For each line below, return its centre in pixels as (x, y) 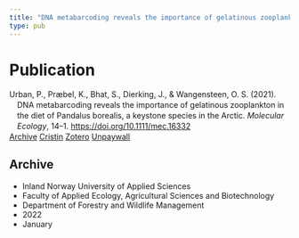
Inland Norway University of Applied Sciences (106, 186)
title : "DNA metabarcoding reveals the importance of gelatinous (133, 17)
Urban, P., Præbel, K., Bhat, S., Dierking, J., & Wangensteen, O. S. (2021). (143, 94)
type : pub (28, 26)
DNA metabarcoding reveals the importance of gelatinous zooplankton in (151, 105)
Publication (52, 70)
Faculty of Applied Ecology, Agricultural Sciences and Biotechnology (148, 195)
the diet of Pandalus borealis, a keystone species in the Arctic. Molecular (151, 116)
